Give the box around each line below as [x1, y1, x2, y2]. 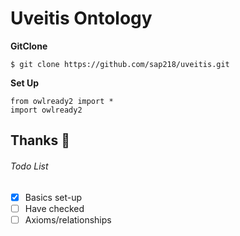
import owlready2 [10, 105, 83, 115]
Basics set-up [24, 191, 83, 203]
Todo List [10, 160, 49, 172]
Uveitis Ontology [10, 7, 153, 30]
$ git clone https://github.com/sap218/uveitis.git [10, 59, 230, 69]
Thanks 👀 [10, 132, 71, 149]
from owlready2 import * [10, 96, 114, 106]
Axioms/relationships [24, 213, 112, 226]
